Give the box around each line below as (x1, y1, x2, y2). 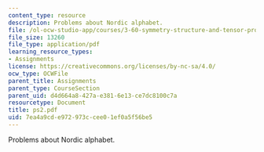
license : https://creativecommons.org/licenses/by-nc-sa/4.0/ (8, 63, 216, 71)
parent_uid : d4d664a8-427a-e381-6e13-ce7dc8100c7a (8, 92, 178, 100)
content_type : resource (8, 11, 86, 20)
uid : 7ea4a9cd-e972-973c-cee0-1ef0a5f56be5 (8, 114, 153, 121)
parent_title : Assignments (8, 77, 97, 85)
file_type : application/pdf (8, 41, 101, 49)
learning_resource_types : (8, 48, 93, 56)
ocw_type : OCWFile (8, 70, 68, 78)
